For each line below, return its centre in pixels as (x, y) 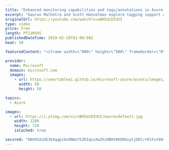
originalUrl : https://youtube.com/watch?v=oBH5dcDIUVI (64, 19)
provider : (16, 61)
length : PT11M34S (23, 33)
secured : (14, 139)
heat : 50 (14, 43)
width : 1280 (27, 121)
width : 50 (29, 84)
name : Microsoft (27, 65)
